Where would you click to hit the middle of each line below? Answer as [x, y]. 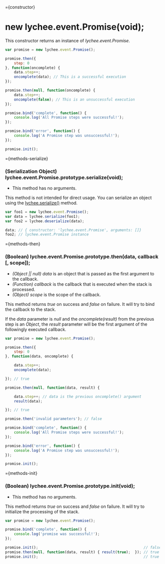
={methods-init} [21, 473]
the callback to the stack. [31, 309]
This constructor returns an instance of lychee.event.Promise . [68, 40]
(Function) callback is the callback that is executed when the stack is [82, 284]
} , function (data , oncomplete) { [39, 357]
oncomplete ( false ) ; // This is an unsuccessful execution [74, 100]
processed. [24, 289]
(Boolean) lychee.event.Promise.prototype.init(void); [70, 486]
